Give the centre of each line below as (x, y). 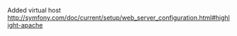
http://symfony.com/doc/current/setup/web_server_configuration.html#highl (118, 18)
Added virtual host (34, 10)
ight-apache (25, 25)
